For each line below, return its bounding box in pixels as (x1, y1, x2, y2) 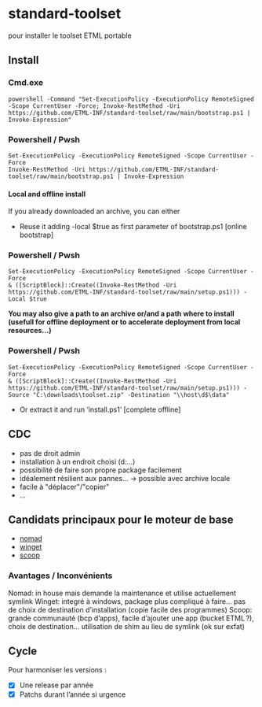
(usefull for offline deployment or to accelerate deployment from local (8, 317, 241, 327)
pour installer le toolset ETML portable (8, 31, 132, 40)
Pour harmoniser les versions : (8, 665, 107, 675)
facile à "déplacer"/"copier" (19, 482, 110, 491)
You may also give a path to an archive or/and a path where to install (8, 309, 235, 319)
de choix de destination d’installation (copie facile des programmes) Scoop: (8, 605, 253, 614)
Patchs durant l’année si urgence (19, 690, 126, 699)
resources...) (8, 326, 52, 335)
